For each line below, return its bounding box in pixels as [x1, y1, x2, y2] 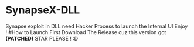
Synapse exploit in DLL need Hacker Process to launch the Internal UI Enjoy [5, 23, 188, 30]
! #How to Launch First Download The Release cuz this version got [5, 28, 166, 35]
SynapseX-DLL [5, 3, 80, 17]
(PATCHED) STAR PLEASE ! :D [5, 35, 79, 42]
